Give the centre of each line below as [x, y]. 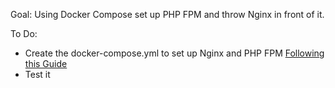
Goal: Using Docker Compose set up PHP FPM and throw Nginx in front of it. [167, 14]
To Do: [24, 33]
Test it [37, 74]
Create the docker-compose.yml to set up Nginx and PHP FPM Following [174, 53]
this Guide [46, 63]
